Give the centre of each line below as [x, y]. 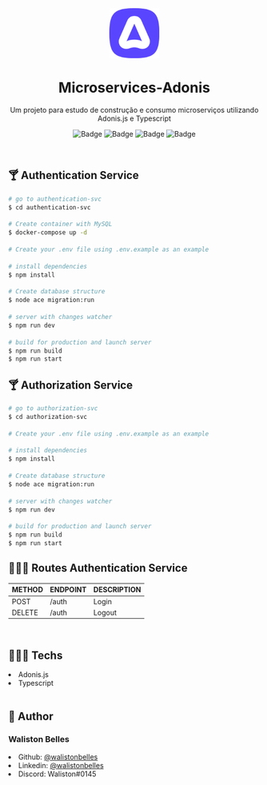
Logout [105, 612]
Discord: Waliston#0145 [58, 774]
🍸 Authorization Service [71, 385]
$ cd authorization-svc [48, 416]
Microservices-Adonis [134, 88]
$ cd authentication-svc [50, 207]
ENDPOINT [68, 590]
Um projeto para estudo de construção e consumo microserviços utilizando [134, 110]
